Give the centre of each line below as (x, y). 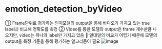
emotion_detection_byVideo (64, 9)
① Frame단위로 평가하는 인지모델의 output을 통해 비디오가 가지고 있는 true (78, 23)
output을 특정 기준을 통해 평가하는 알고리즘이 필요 (53, 41)
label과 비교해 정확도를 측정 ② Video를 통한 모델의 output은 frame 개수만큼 (79, 29)
